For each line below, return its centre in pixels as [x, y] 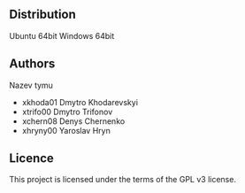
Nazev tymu [31, 85]
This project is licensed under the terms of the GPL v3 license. [123, 180]
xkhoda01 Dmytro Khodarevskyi [80, 102]
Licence [32, 158]
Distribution [43, 15]
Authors [32, 64]
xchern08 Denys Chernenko [73, 121]
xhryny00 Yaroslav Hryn [66, 130]
